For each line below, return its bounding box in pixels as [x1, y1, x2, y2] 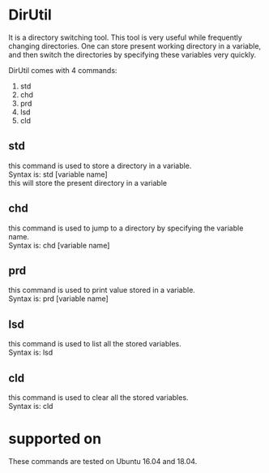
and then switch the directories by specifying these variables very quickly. [8, 49, 257, 59]
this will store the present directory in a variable [8, 178, 168, 187]
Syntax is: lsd [8, 347, 53, 358]
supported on [8, 430, 102, 448]
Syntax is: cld [8, 402, 53, 411]
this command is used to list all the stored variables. [8, 339, 182, 349]
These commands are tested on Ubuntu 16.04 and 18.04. [8, 456, 198, 466]
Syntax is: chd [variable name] [8, 240, 110, 250]
